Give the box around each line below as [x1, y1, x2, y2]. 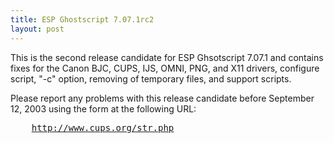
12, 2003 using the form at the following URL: [10, 102, 197, 115]
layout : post [10, 24, 65, 34]
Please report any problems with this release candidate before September [10, 92, 315, 104]
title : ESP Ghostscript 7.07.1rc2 [10, 14, 155, 25]
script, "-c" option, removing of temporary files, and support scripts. [10, 72, 292, 85]
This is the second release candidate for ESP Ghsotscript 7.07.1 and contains [10, 51, 324, 63]
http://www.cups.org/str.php [31, 122, 175, 133]
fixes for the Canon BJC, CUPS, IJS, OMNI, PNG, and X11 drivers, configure [10, 62, 320, 74]
